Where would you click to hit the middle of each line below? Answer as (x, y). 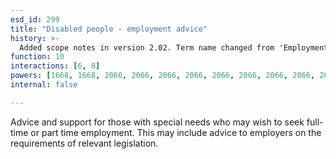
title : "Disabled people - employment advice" (109, 29)
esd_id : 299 (35, 19)
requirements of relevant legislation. (84, 143)
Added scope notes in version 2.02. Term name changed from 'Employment (174, 47)
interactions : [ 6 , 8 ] (55, 66)
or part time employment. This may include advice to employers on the (176, 132)
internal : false (44, 85)
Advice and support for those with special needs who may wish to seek (157, 122)
